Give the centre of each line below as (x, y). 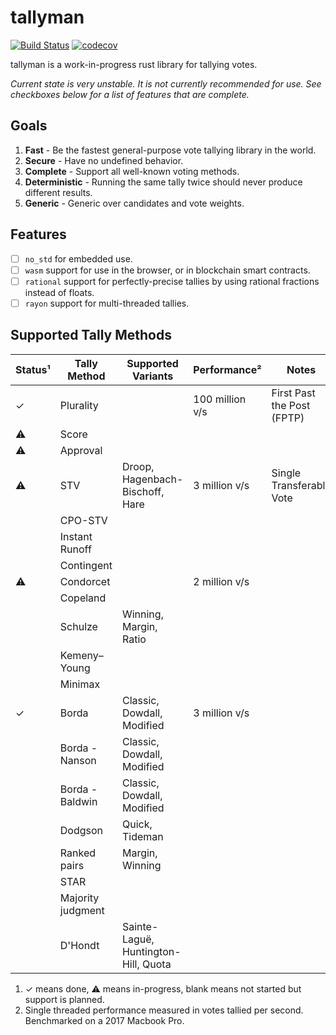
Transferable (301, 485)
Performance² (227, 369)
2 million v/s (221, 581)
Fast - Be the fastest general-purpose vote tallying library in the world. (170, 150)
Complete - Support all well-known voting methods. (132, 171)
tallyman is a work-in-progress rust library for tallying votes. (134, 64)
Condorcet (85, 581)
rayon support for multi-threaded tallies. (107, 303)
